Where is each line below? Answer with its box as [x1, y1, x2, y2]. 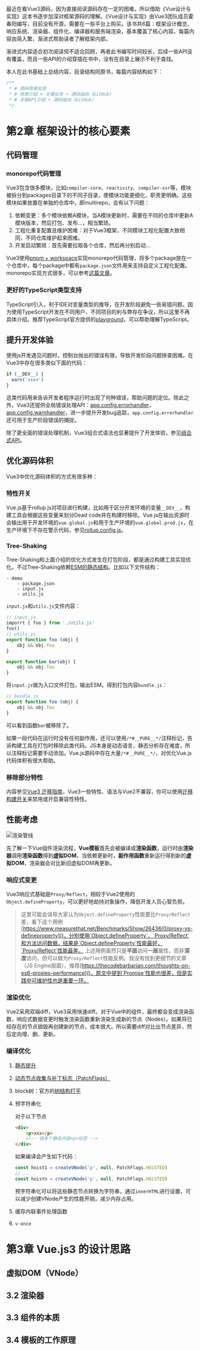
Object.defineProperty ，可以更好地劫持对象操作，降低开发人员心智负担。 [6, 898, 188, 905]
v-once [14, 1221, 32, 1227]
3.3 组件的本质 [6, 1313, 60, 1323]
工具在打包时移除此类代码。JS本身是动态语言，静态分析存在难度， [21, 742, 185, 749]
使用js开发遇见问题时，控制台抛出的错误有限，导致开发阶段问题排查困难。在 [6, 352, 193, 359]
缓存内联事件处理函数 [14, 1208, 67, 1215]
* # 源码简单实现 [8, 86, 47, 92]
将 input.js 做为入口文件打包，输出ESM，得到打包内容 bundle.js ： [6, 681, 168, 688]
